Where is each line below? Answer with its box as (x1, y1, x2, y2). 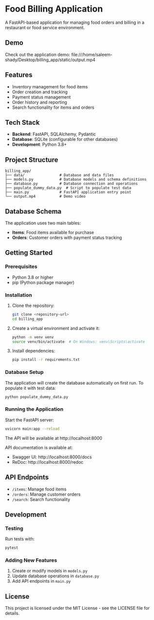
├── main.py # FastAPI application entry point (5, 190, 132, 195)
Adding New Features (5, 557, 57, 564)
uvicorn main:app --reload (5, 426, 60, 431)
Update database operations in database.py (12, 573, 100, 579)
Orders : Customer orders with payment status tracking (12, 235, 122, 240)
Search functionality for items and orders (12, 104, 95, 110)
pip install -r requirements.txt (12, 357, 80, 362)
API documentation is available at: (5, 444, 73, 450)
